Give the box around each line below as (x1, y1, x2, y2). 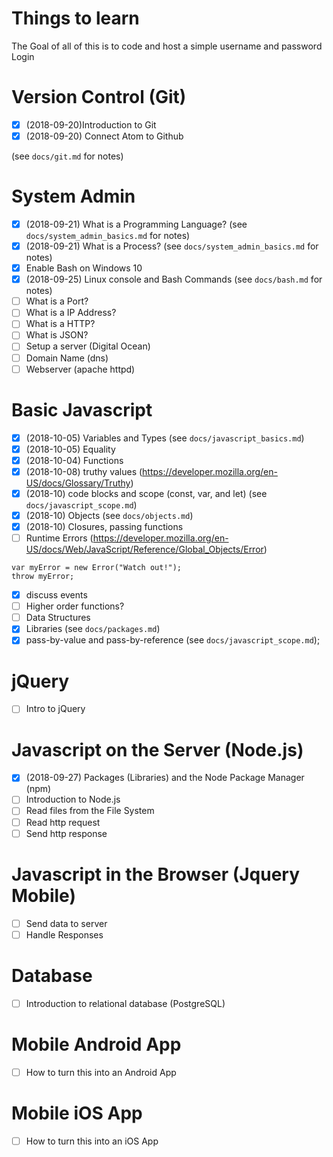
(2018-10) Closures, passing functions (25, 520, 184, 532)
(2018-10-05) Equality (25, 443, 116, 455)
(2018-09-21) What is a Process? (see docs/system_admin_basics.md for (25, 240, 319, 252)
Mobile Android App (11, 1033, 182, 1056)
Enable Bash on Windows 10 (25, 262, 143, 274)
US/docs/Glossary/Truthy (25, 477, 131, 489)
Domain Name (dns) (25, 352, 109, 364)
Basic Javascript (11, 398, 153, 421)
